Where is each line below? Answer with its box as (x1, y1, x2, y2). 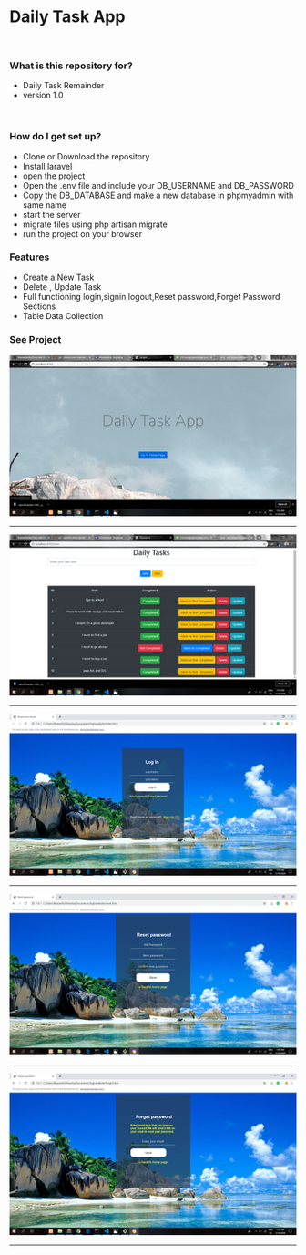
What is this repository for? (9, 59, 134, 72)
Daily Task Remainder (22, 80, 105, 91)
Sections (22, 301, 56, 312)
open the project (22, 170, 86, 181)
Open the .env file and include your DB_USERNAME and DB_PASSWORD (22, 180, 294, 190)
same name (22, 199, 66, 211)
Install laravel (22, 160, 73, 171)
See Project (9, 333, 62, 345)
